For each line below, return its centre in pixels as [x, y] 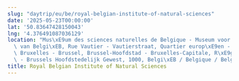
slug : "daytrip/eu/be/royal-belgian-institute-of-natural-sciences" [111, 14]
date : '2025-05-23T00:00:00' [51, 20]
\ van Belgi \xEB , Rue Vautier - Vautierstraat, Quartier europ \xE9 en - [122, 46]
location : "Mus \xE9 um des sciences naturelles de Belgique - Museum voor [119, 40]
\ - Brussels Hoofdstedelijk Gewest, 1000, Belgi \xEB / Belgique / [116, 60]
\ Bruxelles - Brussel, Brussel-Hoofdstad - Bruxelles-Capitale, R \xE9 [122, 54]
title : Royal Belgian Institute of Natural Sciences [87, 66]
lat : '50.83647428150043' [46, 27]
